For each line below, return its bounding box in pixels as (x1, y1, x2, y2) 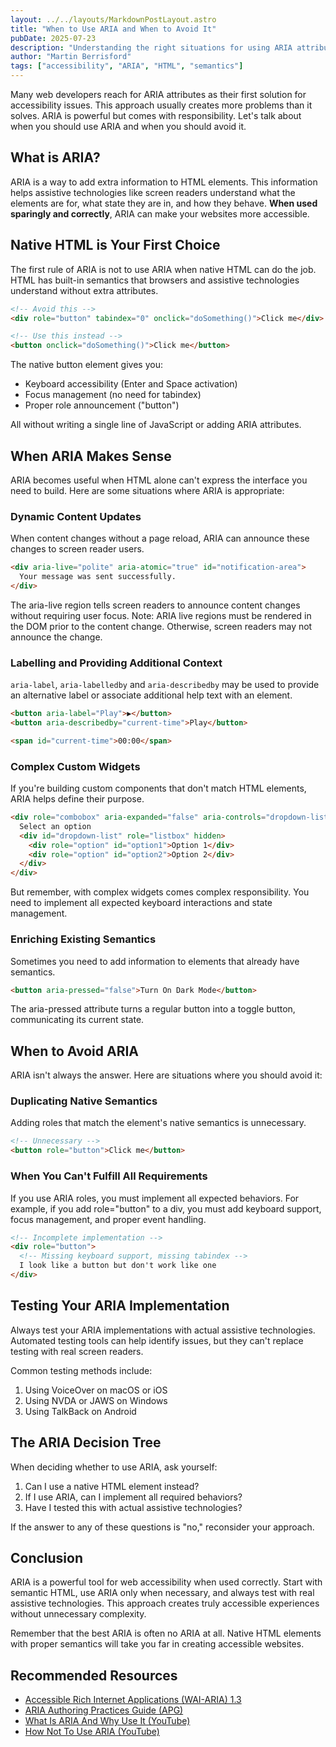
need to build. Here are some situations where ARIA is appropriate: (10, 484, 285, 496)
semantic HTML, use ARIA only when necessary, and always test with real (10, 1587, 315, 1599)
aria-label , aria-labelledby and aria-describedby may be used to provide (10, 679, 320, 691)
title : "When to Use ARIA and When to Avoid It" (10, 24, 217, 34)
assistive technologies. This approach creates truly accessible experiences (10, 1597, 320, 1610)
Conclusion (10, 1549, 84, 1566)
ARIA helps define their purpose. (10, 793, 145, 805)
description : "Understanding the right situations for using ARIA (10, 42, 293, 53)
